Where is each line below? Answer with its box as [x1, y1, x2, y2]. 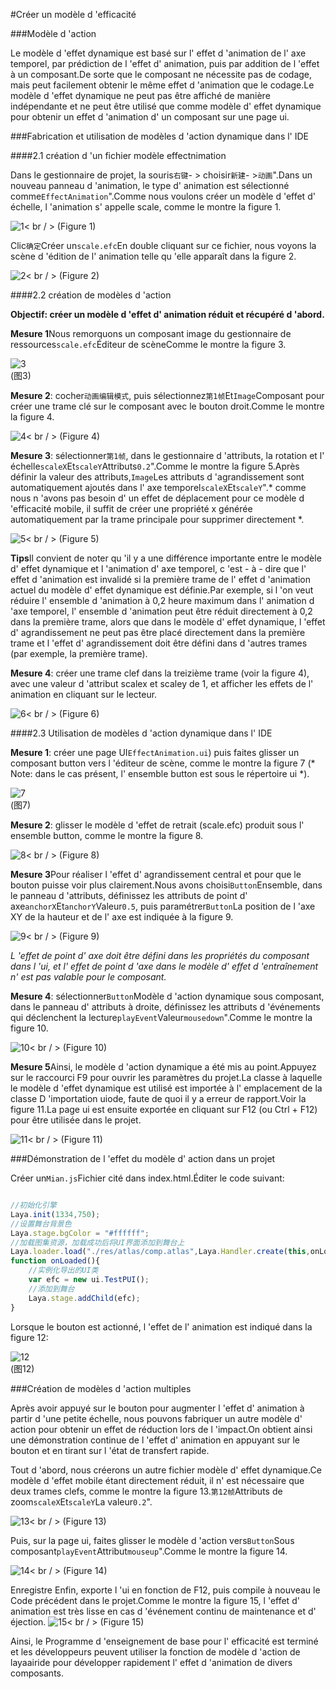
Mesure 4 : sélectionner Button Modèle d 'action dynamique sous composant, [10, 990, 325, 1002]
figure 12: [10, 1331, 49, 1343]
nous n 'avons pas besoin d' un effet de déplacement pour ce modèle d [10, 492, 305, 504]
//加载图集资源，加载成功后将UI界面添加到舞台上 [10, 1237, 185, 1248]
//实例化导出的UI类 [28, 1265, 99, 1276]
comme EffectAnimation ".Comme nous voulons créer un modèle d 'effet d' [10, 190, 316, 202]
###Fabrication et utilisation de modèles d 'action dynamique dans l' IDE [10, 130, 310, 142]
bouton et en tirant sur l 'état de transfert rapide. [10, 1444, 210, 1456]
